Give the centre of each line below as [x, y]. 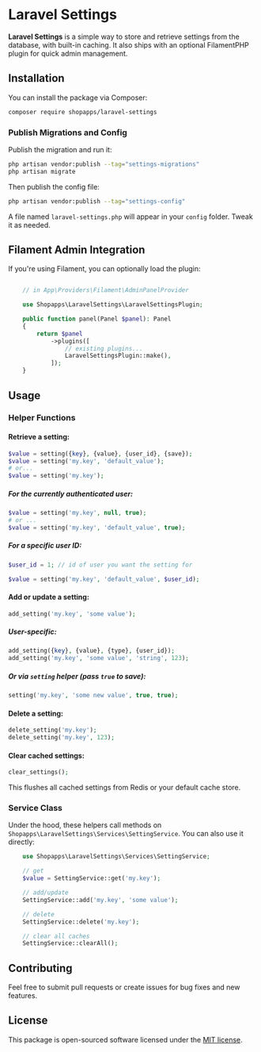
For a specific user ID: [45, 546]
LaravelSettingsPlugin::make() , [118, 356]
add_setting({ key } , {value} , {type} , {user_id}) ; [92, 651]
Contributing [40, 968]
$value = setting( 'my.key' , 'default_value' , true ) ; [97, 528]
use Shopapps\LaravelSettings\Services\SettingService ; [117, 857]
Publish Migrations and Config [68, 132]
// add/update [45, 893]
